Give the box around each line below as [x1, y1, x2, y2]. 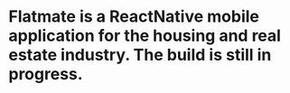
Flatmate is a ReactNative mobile [8, 6, 259, 27]
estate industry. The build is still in [8, 45, 272, 65]
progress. [8, 64, 83, 85]
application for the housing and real [8, 25, 282, 46]
